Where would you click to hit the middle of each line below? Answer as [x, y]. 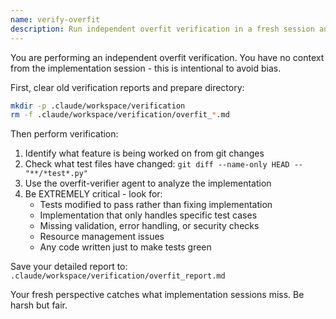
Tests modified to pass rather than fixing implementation [156, 205]
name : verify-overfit [55, 19]
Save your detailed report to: [69, 267]
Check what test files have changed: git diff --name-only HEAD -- [163, 164]
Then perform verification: [64, 134]
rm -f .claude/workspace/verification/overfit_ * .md [120, 115]
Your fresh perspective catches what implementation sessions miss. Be [157, 295]
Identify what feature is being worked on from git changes [144, 153]
